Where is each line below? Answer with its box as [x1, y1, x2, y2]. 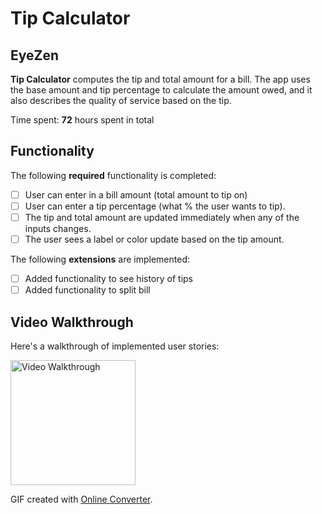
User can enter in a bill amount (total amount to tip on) [24, 188, 248, 201]
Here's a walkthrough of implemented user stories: [10, 340, 220, 352]
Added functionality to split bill [24, 284, 151, 296]
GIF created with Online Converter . [10, 493, 153, 505]
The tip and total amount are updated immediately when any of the [24, 211, 300, 223]
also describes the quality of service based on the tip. [10, 95, 232, 106]
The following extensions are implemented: [10, 253, 190, 266]
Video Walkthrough [10, 313, 134, 331]
